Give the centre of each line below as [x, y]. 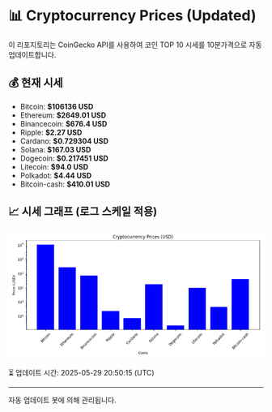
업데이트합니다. [32, 54]
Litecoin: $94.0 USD [54, 166]
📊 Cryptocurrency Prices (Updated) [132, 16]
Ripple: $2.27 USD [51, 132]
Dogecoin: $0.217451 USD [64, 158]
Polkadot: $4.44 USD [56, 175]
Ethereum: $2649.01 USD [63, 115]
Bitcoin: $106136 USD [57, 106]
